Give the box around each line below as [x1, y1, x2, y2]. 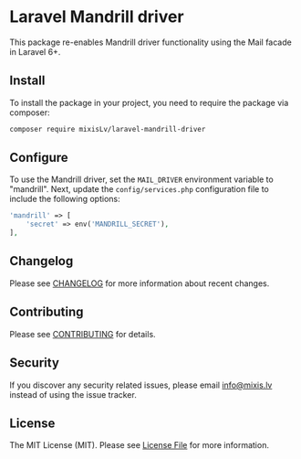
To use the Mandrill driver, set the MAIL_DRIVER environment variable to [9, 174, 274, 185]
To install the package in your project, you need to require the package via [9, 97, 289, 108]
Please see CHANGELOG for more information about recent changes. [9, 277, 270, 289]
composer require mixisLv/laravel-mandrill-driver [9, 124, 206, 133]
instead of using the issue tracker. [9, 389, 137, 400]
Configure [9, 150, 68, 165]
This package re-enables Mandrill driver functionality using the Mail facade [9, 37, 292, 48]
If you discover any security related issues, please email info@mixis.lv [9, 379, 273, 390]
